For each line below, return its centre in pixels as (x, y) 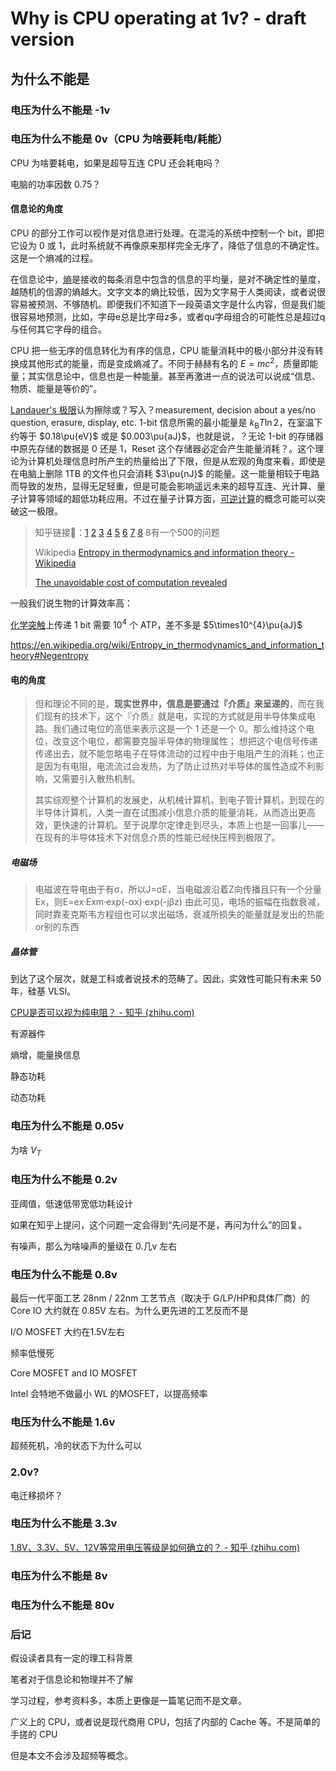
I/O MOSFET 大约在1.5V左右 (67, 1331)
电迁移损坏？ (36, 1495)
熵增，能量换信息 (45, 1055)
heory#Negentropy (49, 656)
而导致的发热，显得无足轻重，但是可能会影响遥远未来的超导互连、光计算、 (163, 486)
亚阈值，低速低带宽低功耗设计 (71, 1203)
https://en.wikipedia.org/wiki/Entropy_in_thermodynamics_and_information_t (167, 645)
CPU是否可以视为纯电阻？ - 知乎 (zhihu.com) (102, 1013)
